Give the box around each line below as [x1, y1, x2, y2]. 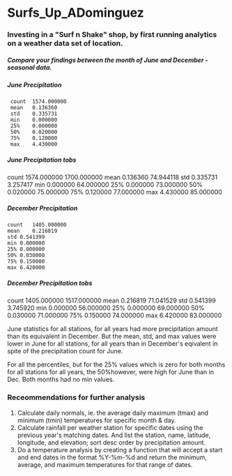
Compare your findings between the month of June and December [7, 56, 204, 64]
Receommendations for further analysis [7, 392, 146, 402]
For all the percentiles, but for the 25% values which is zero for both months [7, 360, 226, 369]
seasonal [7, 63, 35, 71]
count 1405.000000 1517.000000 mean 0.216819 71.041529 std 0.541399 [7, 296, 216, 305]
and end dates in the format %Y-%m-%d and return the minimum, [17, 453, 208, 461]
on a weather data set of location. [7, 38, 123, 48]
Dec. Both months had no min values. [7, 375, 115, 384]
